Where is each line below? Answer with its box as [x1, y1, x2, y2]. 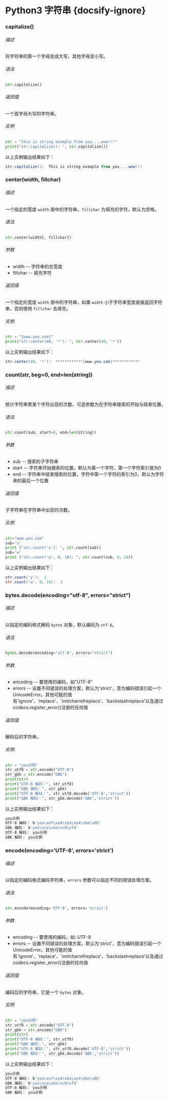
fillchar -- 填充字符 [12, 270, 52, 276]
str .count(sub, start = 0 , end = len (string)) [5, 430, 97, 435]
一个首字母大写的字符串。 [5, 110, 59, 116]
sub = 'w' [5, 550, 22, 555]
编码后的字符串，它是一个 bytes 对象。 [5, 989, 87, 995]
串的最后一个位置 [12, 478, 49, 484]
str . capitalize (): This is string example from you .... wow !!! [5, 164, 143, 169]
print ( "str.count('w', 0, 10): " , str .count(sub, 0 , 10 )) [5, 555, 133, 560]
